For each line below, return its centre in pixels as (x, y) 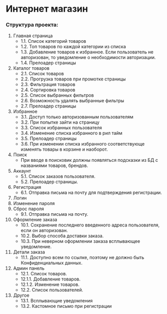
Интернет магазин (47, 9)
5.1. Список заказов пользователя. (58, 177)
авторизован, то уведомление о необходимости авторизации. (88, 58)
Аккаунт (22, 171)
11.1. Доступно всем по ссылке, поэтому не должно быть (82, 258)
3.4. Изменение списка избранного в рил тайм (72, 133)
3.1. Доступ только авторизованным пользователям (77, 117)
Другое (21, 295)
